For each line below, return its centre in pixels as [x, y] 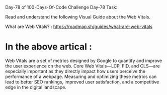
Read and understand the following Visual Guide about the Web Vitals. [78, 17]
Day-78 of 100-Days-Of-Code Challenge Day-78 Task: [61, 7]
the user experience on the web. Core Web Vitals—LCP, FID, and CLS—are [82, 66]
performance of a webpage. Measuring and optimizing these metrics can [81, 76]
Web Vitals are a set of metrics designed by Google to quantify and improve [84, 60]
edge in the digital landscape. [36, 87]
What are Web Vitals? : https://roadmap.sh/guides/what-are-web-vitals [79, 26]
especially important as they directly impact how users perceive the [75, 71]
